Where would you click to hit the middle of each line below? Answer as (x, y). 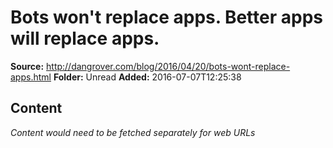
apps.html (31, 77)
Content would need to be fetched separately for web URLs (133, 132)
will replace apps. (85, 38)
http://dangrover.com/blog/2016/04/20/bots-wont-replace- (168, 66)
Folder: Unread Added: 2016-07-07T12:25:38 (147, 77)
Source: (27, 66)
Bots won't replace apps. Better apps (166, 17)
